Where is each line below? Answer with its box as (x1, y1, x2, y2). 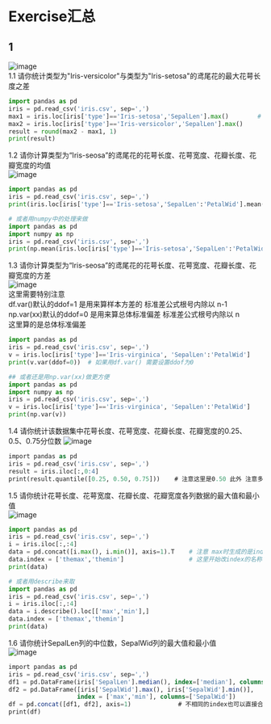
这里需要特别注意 (8, 289, 65, 299)
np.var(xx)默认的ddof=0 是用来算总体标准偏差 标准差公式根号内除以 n (8, 309, 240, 319)
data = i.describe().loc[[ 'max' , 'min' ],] (8, 608, 150, 616)
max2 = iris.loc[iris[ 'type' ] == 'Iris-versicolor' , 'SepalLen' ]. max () (8, 120, 244, 128)
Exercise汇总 (8, 7, 96, 26)
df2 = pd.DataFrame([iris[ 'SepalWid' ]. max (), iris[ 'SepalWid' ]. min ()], (8, 685, 254, 693)
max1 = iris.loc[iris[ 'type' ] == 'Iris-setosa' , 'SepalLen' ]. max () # (8, 112, 262, 120)
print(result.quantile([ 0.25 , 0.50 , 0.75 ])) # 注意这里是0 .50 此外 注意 (8, 474, 258, 483)
